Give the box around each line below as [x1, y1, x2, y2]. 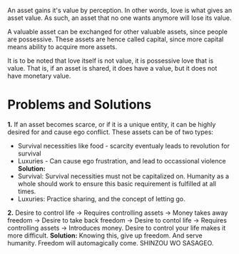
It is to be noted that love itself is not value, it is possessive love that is [7, 56, 214, 65]
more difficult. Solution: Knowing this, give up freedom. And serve [7, 231, 203, 240]
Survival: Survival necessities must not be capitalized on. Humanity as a [17, 171, 230, 181]
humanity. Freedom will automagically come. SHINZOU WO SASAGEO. [7, 238, 214, 247]
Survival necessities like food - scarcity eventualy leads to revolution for [17, 141, 230, 150]
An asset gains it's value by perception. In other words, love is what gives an [7, 6, 233, 14]
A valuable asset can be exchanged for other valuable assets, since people [7, 28, 228, 36]
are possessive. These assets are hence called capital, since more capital [7, 35, 224, 44]
